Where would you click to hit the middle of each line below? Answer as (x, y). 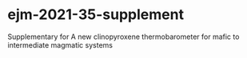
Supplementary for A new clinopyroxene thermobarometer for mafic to (124, 37)
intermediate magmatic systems (60, 44)
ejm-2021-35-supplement (96, 15)
